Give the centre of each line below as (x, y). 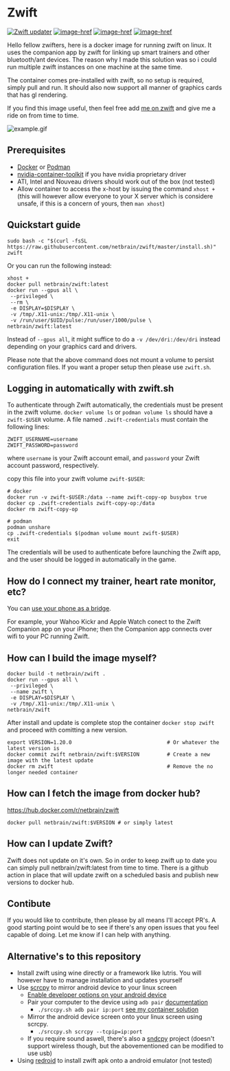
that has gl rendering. (37, 95)
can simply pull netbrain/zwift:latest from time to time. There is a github (108, 868)
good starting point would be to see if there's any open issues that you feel (113, 927)
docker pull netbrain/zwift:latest (58, 284)
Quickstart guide (44, 225)
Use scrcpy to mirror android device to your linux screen (97, 988)
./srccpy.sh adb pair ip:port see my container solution (118, 1010)
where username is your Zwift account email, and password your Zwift (103, 458)
